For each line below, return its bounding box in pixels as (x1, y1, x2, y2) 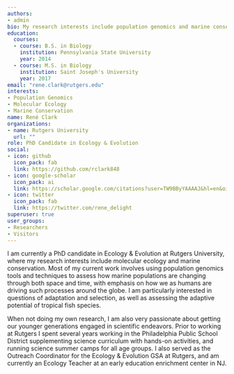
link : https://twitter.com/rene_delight (13, 205, 132, 212)
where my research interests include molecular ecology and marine (7, 257, 201, 265)
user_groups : (7, 217, 45, 224)
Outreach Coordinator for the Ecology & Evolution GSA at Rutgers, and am (7, 352, 219, 360)
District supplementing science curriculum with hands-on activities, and (7, 337, 214, 345)
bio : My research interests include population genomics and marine (7, 23, 210, 30)
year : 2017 (19, 75, 52, 82)
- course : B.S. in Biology (13, 42, 92, 49)
